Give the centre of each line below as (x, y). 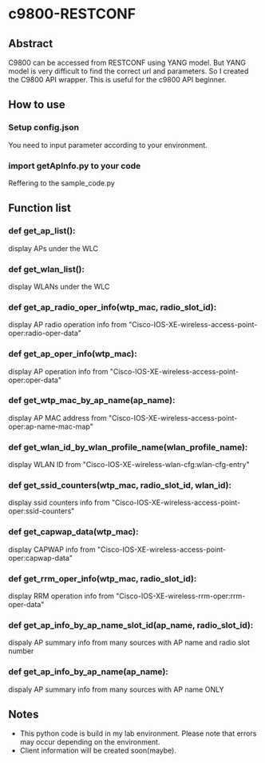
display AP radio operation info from (68, 325)
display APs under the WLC (53, 248)
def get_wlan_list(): (47, 269)
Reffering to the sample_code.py (62, 183)
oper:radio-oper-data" (45, 334)
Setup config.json (44, 127)
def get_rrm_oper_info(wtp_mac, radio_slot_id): (103, 578)
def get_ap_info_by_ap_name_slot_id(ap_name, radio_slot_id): (131, 625)
